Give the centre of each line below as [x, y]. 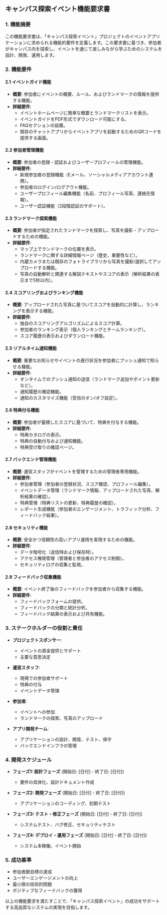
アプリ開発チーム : [30, 729]
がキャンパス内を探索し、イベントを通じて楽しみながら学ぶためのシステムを [84, 48]
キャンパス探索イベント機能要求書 [58, 9]
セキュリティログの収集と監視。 [53, 565]
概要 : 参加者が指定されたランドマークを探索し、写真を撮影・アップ [81, 230]
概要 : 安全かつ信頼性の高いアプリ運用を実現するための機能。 [75, 540]
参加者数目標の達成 [32, 872]
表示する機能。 [41, 311]
